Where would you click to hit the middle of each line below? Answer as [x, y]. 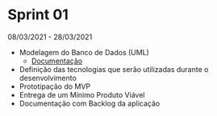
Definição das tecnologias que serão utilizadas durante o [114, 69]
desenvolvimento [48, 78]
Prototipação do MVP [55, 86]
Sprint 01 [38, 15]
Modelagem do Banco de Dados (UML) [84, 52]
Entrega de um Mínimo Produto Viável [82, 94]
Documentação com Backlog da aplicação [90, 103]
